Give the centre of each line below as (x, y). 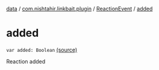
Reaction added (26, 61)
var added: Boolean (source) (42, 49)
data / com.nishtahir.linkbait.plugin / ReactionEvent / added (79, 9)
